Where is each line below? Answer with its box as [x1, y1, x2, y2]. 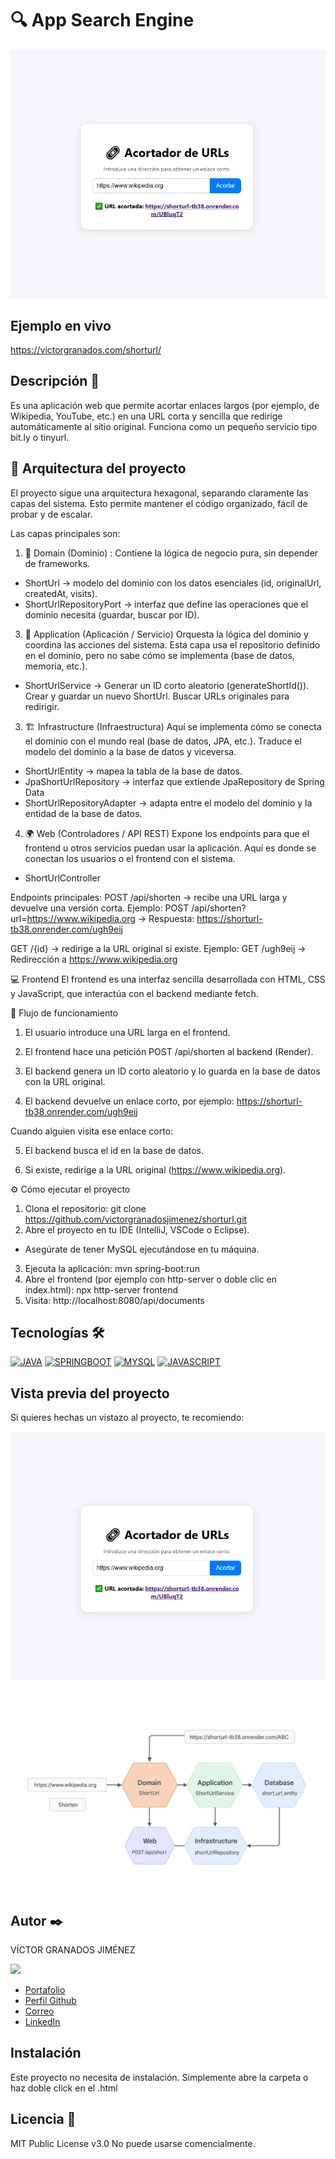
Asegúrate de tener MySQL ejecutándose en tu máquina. [24, 1243, 260, 1255]
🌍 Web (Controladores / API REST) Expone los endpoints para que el [24, 827, 310, 839]
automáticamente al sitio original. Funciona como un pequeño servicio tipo [10, 420, 318, 432]
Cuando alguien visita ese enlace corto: [10, 1125, 174, 1137]
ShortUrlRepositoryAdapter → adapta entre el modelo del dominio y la [24, 797, 313, 809]
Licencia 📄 [10, 2111, 77, 2128]
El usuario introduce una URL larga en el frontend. [24, 1026, 231, 1038]
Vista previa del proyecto [10, 1385, 170, 1402]
